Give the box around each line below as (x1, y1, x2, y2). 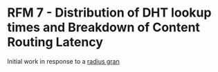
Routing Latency (7, 35, 104, 50)
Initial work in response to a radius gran (7, 57, 120, 65)
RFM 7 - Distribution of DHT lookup (7, 5, 212, 21)
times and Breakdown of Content (7, 19, 201, 35)
